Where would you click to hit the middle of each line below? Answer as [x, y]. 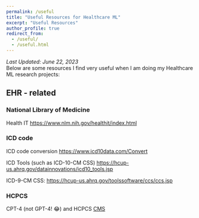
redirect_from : [25, 34]
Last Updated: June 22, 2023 [42, 61]
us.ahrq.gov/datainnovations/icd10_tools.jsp [60, 169]
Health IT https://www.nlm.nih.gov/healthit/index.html [72, 123]
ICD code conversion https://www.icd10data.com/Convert [77, 151]
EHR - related [31, 93]
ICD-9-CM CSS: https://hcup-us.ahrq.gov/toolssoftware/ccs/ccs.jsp [90, 180]
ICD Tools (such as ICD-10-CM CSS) [51, 162]
